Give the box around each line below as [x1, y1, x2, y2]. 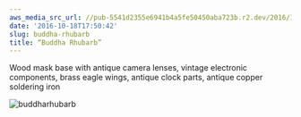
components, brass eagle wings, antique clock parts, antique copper [9, 72, 263, 83]
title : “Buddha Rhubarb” [9, 38, 102, 47]
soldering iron [9, 81, 61, 92]
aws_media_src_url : [9, 13, 82, 22]
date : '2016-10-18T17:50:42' [9, 21, 118, 30]
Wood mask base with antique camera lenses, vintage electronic [9, 63, 248, 73]
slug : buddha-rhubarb [9, 29, 90, 38]
